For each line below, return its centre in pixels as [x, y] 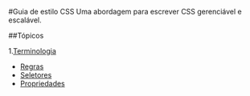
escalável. [25, 20]
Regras [32, 66]
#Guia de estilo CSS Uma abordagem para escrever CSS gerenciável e [125, 12]
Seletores [36, 75]
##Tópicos [26, 36]
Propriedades [43, 84]
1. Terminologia [32, 51]
